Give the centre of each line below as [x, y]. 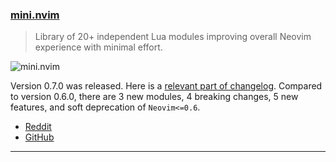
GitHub [39, 137]
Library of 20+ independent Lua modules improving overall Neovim [173, 37]
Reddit [38, 127]
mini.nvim [35, 15]
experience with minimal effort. [98, 47]
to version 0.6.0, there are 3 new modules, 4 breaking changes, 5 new [154, 97]
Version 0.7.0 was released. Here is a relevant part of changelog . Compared [166, 86]
